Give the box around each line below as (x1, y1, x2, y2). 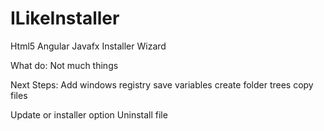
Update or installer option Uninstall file (10, 108, 168, 121)
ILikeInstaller (10, 7, 120, 30)
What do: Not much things (10, 59, 119, 71)
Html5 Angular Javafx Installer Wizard (10, 40, 167, 52)
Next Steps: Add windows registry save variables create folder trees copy (10, 78, 314, 91)
